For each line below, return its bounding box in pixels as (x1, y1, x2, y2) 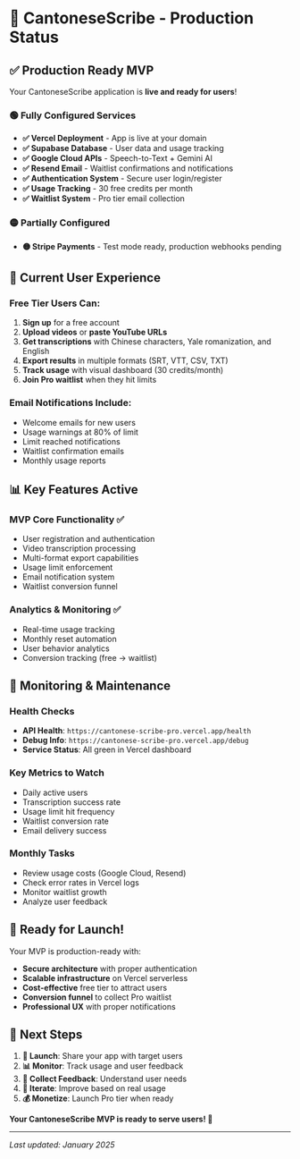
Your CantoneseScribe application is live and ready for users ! (9, 87, 237, 97)
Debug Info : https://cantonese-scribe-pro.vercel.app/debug (21, 735, 249, 746)
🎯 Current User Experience (9, 270, 161, 285)
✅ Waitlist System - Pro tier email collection (21, 193, 186, 204)
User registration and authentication (21, 534, 155, 545)
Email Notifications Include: (9, 397, 132, 410)
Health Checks (9, 705, 75, 717)
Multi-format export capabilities (21, 553, 139, 563)
